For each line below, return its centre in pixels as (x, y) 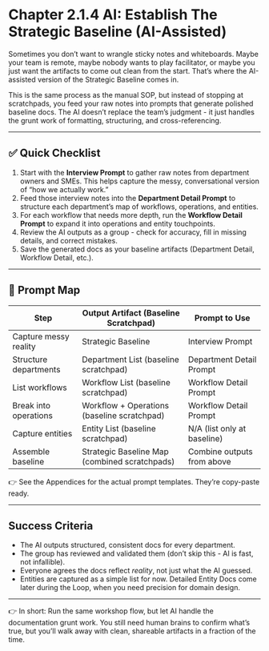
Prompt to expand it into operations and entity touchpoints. (118, 223)
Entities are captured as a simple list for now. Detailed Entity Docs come (139, 579)
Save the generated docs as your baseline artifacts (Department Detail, (137, 249)
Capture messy (41, 336)
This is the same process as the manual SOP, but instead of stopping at (126, 94)
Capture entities (42, 433)
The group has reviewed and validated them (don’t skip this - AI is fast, (137, 553)
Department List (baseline (131, 360)
